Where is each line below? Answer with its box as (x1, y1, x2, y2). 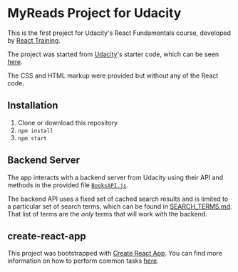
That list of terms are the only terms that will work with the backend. (7, 209, 208, 218)
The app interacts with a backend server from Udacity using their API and (7, 173, 224, 182)
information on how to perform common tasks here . (7, 256, 159, 265)
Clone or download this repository (17, 118, 118, 127)
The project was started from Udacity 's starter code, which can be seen (7, 50, 219, 58)
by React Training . (7, 36, 61, 44)
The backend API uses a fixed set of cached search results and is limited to (7, 194, 229, 203)
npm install (17, 127, 53, 135)
